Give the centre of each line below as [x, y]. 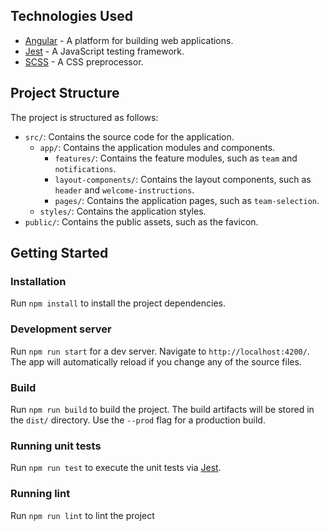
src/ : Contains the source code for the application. [129, 136]
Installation [38, 281]
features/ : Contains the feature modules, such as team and [176, 158]
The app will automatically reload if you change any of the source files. [156, 361]
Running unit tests [56, 446]
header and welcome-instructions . [124, 190]
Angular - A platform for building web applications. [129, 40]
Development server [61, 329]
